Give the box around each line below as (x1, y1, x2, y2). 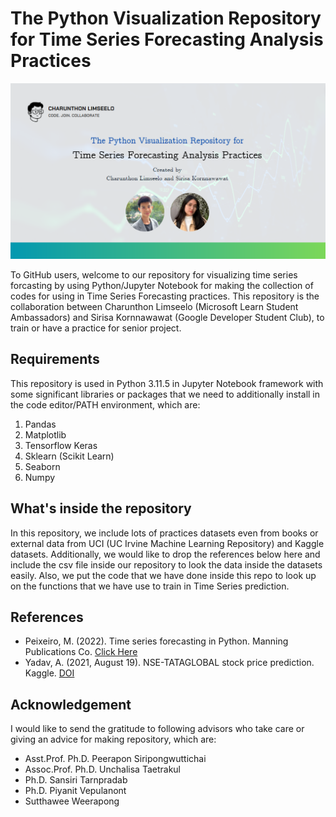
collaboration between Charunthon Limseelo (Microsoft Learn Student (10, 300, 299, 312)
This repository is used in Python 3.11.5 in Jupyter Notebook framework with (10, 377, 324, 389)
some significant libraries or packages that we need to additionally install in (10, 388, 321, 400)
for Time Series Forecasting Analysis (10, 28, 324, 51)
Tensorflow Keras (24, 439, 98, 451)
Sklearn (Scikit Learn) (24, 450, 115, 462)
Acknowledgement (10, 696, 132, 713)
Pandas (24, 418, 57, 430)
